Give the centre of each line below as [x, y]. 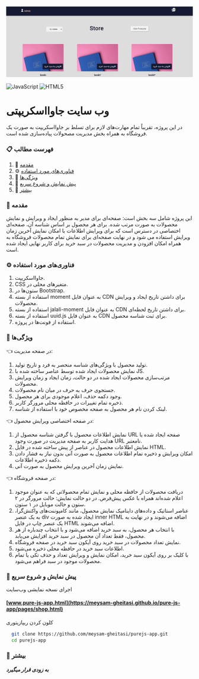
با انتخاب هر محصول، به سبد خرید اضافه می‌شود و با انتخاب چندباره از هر [94, 529]
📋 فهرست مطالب [30, 149]
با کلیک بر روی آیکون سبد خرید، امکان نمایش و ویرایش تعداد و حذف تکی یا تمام [101, 555]
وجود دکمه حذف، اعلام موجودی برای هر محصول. [68, 396]
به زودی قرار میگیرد [28, 669]
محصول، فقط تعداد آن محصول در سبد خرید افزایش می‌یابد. [80, 536]
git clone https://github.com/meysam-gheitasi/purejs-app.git [90, 634]
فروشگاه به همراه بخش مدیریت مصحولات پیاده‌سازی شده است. [77, 134]
